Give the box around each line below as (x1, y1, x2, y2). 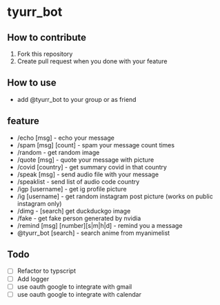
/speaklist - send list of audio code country (17, 177, 140, 186)
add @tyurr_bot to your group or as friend (17, 95, 137, 103)
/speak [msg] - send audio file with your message (17, 170, 159, 178)
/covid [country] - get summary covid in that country (17, 162, 168, 171)
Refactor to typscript (17, 266, 77, 275)
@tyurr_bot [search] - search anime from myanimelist (17, 229, 170, 237)
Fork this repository (17, 50, 73, 58)
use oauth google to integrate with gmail (17, 282, 132, 291)
